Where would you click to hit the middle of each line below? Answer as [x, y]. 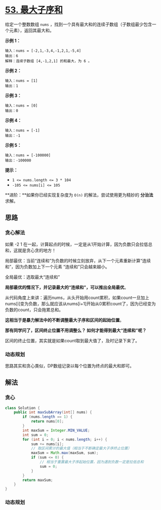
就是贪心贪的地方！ [37, 250]
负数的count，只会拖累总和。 [34, 310]
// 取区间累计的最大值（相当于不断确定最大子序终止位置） [81, 448]
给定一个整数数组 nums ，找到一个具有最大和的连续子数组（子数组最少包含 [79, 24]
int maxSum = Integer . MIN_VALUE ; [56, 430]
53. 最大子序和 [34, 10]
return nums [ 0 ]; [47, 422]
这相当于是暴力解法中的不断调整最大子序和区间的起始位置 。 [64, 320]
